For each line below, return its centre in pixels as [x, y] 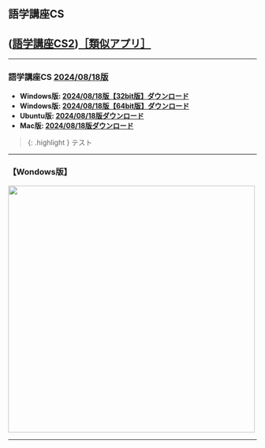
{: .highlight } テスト [60, 142]
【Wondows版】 [40, 172]
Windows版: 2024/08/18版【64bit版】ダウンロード [104, 106]
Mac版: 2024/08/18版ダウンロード [77, 126]
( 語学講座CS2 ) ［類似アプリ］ [80, 43]
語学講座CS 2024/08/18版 [58, 77]
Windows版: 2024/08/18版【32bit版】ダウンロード [104, 96]
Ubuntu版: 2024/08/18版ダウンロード [82, 115]
